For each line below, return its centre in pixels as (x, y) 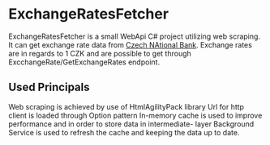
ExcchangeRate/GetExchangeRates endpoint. (84, 62)
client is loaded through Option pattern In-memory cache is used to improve (135, 115)
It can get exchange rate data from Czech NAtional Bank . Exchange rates (131, 44)
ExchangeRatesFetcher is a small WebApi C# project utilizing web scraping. (135, 36)
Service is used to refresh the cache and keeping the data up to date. (124, 132)
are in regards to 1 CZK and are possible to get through (100, 53)
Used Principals (49, 87)
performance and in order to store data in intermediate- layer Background (131, 124)
